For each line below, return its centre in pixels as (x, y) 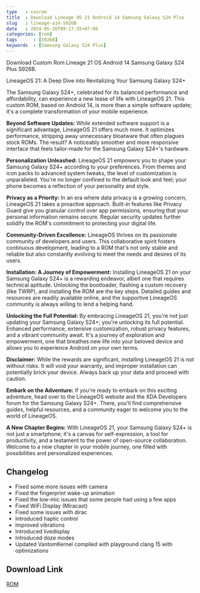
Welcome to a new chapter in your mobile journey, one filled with (87, 447)
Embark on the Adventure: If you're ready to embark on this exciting (92, 390)
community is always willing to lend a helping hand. (70, 304)
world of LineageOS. (32, 415)
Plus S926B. (22, 69)
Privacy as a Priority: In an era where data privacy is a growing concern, (97, 197)
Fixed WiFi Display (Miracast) (51, 506)
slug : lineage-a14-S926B (42, 23)
